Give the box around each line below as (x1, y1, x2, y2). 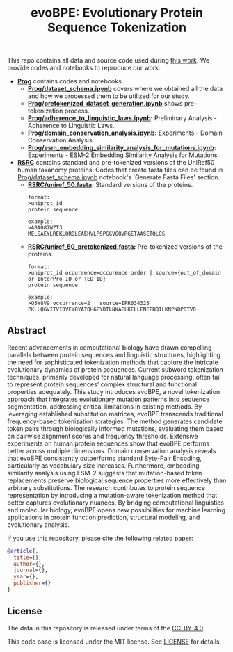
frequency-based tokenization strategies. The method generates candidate (7, 417, 223, 425)
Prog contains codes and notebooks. (17, 76, 124, 85)
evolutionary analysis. (7, 520, 70, 529)
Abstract (7, 325, 47, 336)
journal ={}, (13, 567, 49, 574)
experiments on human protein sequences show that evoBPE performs (7, 439, 210, 448)
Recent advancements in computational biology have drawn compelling (7, 343, 212, 352)
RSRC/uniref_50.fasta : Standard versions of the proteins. (27, 180, 193, 188)
